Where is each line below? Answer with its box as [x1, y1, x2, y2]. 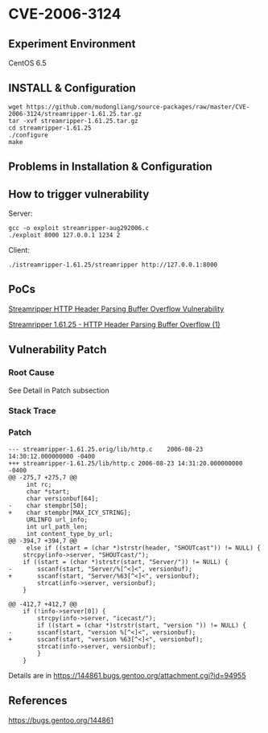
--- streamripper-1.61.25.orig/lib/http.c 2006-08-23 [8, 445, 204, 453]
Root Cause [8, 367, 55, 378]
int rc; [26, 480, 52, 488]
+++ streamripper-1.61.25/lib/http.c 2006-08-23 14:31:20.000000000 [8, 459, 243, 467]
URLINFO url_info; [26, 516, 89, 524]
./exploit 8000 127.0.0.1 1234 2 [8, 231, 121, 240]
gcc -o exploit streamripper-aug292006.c [8, 224, 150, 233]
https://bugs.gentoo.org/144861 [8, 715, 114, 725]
